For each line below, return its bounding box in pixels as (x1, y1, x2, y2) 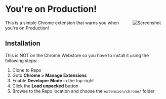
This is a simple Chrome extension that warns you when (5, 20, 119, 26)
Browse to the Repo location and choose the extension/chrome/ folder (12, 88, 155, 94)
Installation (5, 39, 41, 48)
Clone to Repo (12, 67, 41, 73)
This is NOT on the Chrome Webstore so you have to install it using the (5, 52, 149, 58)
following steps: (5, 58, 38, 64)
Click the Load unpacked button (12, 83, 79, 89)
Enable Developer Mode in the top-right (12, 77, 94, 83)
